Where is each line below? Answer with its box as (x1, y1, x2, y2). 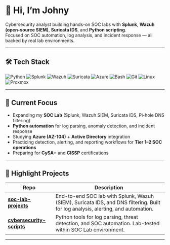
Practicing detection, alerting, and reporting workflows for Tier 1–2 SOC (12, 139, 162, 145)
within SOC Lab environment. (55, 226, 125, 233)
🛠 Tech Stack (5, 58, 50, 66)
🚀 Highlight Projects (5, 169, 69, 178)
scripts (8, 223, 25, 230)
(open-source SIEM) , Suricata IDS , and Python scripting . (5, 26, 126, 32)
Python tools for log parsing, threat (55, 214, 138, 221)
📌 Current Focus (5, 98, 58, 107)
